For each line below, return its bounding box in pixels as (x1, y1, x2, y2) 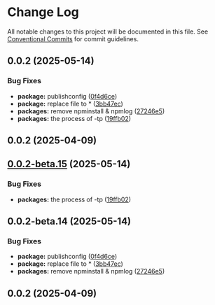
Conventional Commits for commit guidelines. (7, 34, 139, 43)
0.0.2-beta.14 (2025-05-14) (7, 215, 132, 227)
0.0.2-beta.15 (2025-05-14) (7, 158, 131, 170)
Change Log (7, 4, 79, 20)
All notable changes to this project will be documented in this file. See (7, 27, 209, 36)
